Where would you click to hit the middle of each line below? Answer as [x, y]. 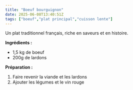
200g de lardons [29, 58]
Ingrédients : [19, 43]
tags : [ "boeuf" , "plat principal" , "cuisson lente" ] [59, 19]
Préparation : [19, 67]
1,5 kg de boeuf [28, 52]
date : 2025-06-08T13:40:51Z [34, 14]
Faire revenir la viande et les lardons [50, 77]
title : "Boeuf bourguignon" [34, 10]
